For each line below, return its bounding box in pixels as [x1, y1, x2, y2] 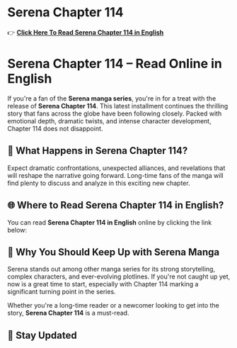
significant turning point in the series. [7, 288, 116, 296]
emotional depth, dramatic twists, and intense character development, [7, 116, 212, 125]
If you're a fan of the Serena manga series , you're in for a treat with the [7, 94, 216, 103]
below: [7, 225, 27, 234]
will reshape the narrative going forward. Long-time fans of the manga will [7, 171, 224, 179]
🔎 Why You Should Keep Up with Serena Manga [7, 246, 220, 258]
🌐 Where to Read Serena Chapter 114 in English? [7, 199, 224, 211]
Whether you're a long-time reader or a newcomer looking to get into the [7, 301, 219, 310]
